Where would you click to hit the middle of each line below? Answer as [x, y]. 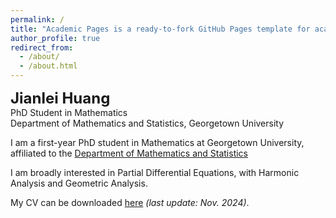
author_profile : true [55, 38]
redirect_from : [42, 47]
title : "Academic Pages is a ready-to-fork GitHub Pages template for [160, 29]
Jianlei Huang [60, 98]
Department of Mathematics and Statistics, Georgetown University [147, 123]
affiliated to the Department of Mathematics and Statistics [129, 153]
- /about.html [48, 66]
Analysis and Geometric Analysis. [79, 183]
